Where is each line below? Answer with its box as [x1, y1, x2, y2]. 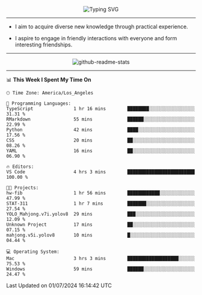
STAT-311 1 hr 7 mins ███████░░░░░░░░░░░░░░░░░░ [6, 200, 195, 206]
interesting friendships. [14, 41, 73, 48]
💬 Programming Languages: [6, 101, 71, 107]
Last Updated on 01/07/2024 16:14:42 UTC [6, 282, 112, 289]
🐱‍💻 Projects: [6, 185, 39, 191]
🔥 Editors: [6, 164, 34, 170]
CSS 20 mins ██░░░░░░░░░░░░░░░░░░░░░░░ [6, 137, 195, 143]
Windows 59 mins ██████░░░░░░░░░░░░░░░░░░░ [6, 266, 195, 272]
